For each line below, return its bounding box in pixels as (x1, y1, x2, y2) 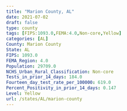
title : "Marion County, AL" (6, 8, 75, 15)
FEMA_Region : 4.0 (6, 58, 49, 63)
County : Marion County (6, 42, 61, 48)
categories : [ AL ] (6, 36, 49, 42)
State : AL (6, 47, 30, 53)
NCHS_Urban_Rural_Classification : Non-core (6, 69, 114, 75)
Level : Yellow (6, 90, 41, 96)
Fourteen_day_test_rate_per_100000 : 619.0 (6, 80, 111, 86)
